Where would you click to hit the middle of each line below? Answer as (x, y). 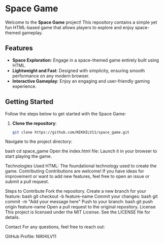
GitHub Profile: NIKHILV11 (31, 237)
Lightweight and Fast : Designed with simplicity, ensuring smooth (79, 70)
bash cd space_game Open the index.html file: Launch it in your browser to (81, 151)
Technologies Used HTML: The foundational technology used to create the (81, 166)
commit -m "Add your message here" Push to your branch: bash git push (79, 202)
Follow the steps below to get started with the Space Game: (66, 113)
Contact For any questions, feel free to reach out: (55, 227)
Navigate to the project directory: (39, 141)
